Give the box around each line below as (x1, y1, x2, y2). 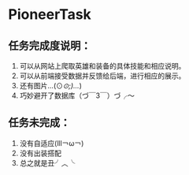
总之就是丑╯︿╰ (19, 158, 76, 167)
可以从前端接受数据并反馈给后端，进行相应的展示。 (19, 71, 186, 80)
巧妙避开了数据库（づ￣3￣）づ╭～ (19, 91, 135, 100)
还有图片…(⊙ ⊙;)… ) (19, 81, 83, 90)
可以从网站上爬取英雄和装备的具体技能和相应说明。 (19, 61, 186, 70)
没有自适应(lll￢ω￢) (19, 138, 84, 147)
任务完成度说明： (8, 39, 91, 52)
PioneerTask (8, 6, 92, 24)
